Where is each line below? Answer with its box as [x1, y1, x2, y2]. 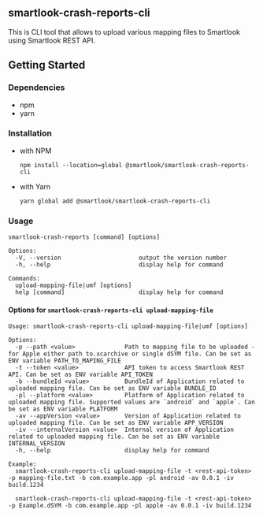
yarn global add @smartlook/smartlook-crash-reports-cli [19, 197, 211, 205]
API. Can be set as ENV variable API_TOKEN [8, 370, 154, 379]
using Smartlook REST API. [8, 35, 96, 45]
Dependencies [8, 82, 65, 93]
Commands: [8, 275, 41, 283]
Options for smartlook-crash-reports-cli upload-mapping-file [8, 305, 214, 314]
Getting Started [8, 58, 86, 72]
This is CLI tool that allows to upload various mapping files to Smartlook [8, 27, 241, 36]
